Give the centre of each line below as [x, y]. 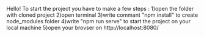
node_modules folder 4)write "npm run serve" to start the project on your [99, 21]
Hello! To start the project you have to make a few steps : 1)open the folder [100, 9]
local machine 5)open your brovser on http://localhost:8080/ [82, 27]
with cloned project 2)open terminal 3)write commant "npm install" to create [102, 15]
